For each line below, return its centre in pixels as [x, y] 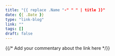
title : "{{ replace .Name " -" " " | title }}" [55, 10]
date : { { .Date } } [25, 15]
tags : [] [14, 29]
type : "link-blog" [25, 19]
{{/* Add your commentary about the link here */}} [58, 48]
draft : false [19, 34]
